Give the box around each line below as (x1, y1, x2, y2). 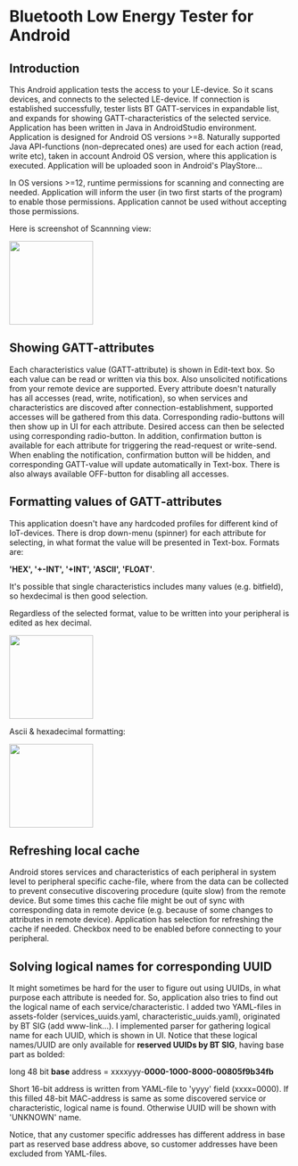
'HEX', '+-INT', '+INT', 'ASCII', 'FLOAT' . (9, 564, 155, 575)
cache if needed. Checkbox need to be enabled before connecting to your (9, 923, 283, 934)
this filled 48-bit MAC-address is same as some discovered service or (9, 1093, 267, 1104)
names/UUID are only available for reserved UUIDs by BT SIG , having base (9, 1039, 285, 1050)
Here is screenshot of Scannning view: (9, 223, 152, 234)
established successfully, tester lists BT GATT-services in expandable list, (9, 103, 280, 113)
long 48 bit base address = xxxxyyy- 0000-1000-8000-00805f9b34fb (9, 1066, 274, 1077)
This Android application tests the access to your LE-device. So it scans (9, 85, 274, 95)
